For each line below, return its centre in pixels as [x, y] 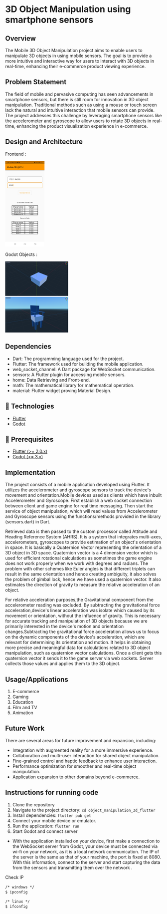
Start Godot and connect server [45, 831]
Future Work [25, 728]
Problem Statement [36, 82]
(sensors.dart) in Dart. [28, 522]
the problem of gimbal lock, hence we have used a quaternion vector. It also [83, 579]
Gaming [20, 697]
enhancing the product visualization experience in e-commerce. [82, 126]
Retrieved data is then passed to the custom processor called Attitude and [81, 531]
